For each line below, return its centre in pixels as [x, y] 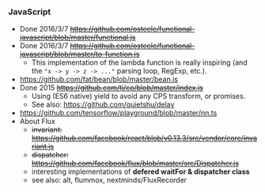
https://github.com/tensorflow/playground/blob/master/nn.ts [118, 113]
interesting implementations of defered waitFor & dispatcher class [141, 171]
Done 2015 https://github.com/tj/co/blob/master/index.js [111, 88]
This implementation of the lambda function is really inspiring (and [139, 62]
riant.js [42, 147]
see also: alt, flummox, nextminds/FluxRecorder [109, 180]
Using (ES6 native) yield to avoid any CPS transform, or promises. [138, 96]
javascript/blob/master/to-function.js [79, 55]
